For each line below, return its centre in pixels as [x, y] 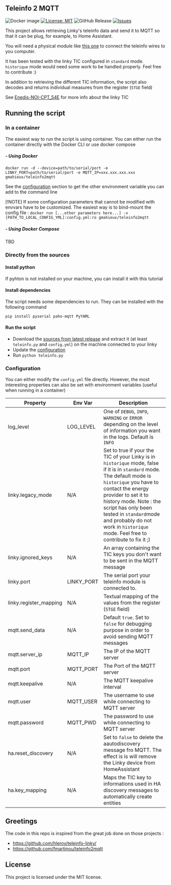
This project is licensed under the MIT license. [54, 877]
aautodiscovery [122, 744]
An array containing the [131, 548]
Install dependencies [28, 290]
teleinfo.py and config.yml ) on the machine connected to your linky [85, 344]
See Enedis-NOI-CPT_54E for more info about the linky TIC [67, 97]
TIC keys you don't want [133, 554]
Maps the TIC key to [127, 777]
